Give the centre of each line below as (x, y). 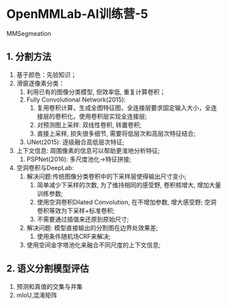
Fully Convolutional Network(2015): (76, 99)
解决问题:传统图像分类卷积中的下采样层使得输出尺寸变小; (106, 176)
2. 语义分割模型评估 (48, 269)
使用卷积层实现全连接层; (113, 116)
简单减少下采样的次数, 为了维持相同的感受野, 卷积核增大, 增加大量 (129, 185)
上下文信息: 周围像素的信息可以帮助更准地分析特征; (88, 150)
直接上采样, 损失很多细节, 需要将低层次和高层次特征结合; (116, 133)
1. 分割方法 (29, 57)
